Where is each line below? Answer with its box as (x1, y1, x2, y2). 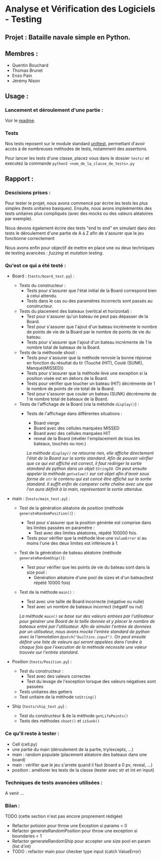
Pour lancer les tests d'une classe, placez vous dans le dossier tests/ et (5, 155, 149, 161)
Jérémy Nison (12, 78, 40, 84)
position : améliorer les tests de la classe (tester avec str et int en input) (12, 767, 155, 773)
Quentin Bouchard (12, 62, 48, 69)
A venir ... (5, 790, 24, 796)
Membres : (5, 50, 38, 58)
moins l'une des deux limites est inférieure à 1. (26, 540, 118, 546)
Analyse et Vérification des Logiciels (5, 3, 156, 15)
